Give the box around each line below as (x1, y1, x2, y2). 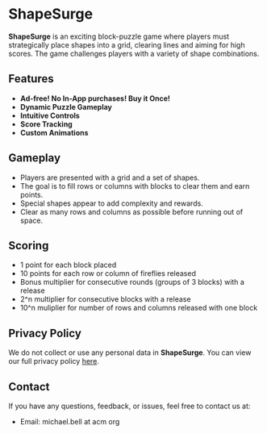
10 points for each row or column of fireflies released (19, 269, 196, 278)
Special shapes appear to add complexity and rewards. (19, 198, 203, 208)
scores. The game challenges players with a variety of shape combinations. (8, 48, 260, 58)
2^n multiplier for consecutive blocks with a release (19, 294, 191, 304)
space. (19, 215, 43, 225)
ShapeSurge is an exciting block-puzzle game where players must (8, 31, 230, 41)
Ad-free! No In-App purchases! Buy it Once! (19, 94, 171, 103)
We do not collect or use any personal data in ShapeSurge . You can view (8, 348, 252, 357)
